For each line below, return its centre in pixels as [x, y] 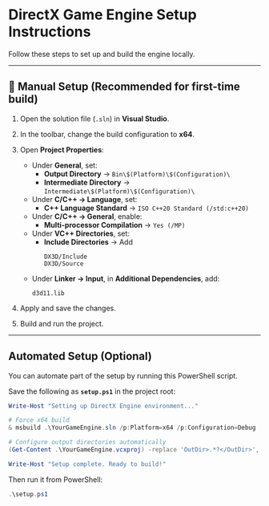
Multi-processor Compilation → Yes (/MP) [114, 225]
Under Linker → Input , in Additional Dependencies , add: [126, 278]
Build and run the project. [62, 323]
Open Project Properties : [62, 149]
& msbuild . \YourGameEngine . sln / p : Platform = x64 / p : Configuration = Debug [132, 428]
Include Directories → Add [88, 241]
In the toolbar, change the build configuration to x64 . [107, 134]
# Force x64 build [39, 420]
